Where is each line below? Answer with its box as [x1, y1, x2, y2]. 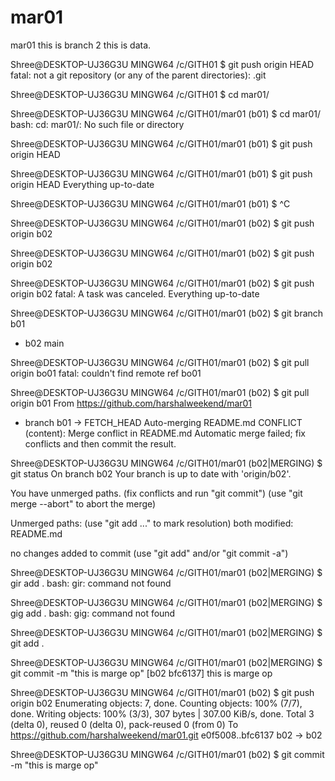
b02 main [24, 337, 65, 349]
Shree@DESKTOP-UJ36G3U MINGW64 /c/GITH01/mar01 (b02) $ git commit [10, 748, 325, 760]
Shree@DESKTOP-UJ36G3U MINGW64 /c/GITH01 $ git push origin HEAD [10, 58, 315, 70]
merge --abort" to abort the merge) [10, 497, 157, 510]
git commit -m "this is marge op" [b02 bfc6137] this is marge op [10, 667, 273, 679]
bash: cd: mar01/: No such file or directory [10, 118, 185, 130]
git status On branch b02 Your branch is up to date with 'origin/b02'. [10, 467, 292, 480]
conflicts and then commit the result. [24, 437, 177, 450]
